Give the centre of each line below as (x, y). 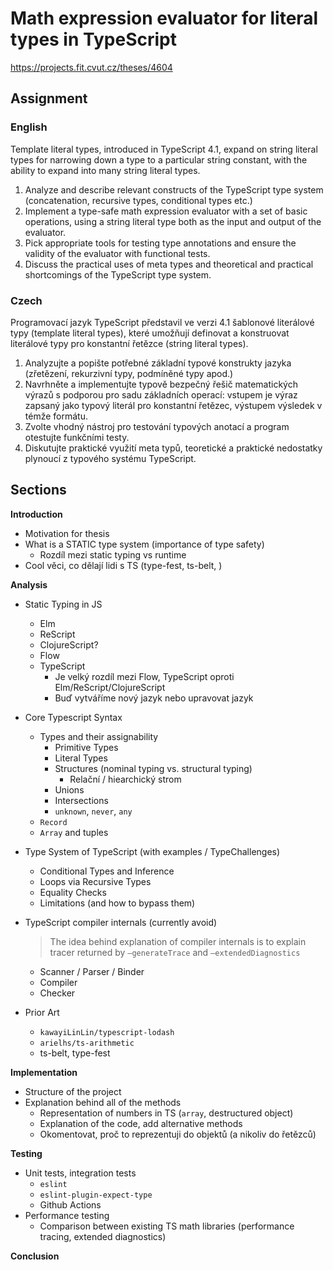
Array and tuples (74, 832)
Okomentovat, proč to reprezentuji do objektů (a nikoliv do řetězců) (178, 1134)
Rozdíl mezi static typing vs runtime (113, 554)
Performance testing (67, 1215)
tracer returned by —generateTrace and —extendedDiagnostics (175, 952)
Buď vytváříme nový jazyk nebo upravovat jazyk (154, 698)
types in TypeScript (93, 39)
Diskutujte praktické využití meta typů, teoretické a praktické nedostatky (173, 448)
